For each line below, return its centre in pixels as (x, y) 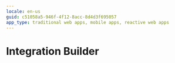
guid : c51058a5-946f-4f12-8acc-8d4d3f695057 (61, 17)
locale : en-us (23, 11)
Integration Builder (53, 51)
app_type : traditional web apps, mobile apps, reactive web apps (87, 22)
